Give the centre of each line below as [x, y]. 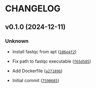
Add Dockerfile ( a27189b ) [37, 71]
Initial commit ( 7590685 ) [36, 80]
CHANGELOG [33, 9]
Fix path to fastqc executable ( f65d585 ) [51, 61]
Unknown [17, 41]
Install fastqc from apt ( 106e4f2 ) [44, 51]
